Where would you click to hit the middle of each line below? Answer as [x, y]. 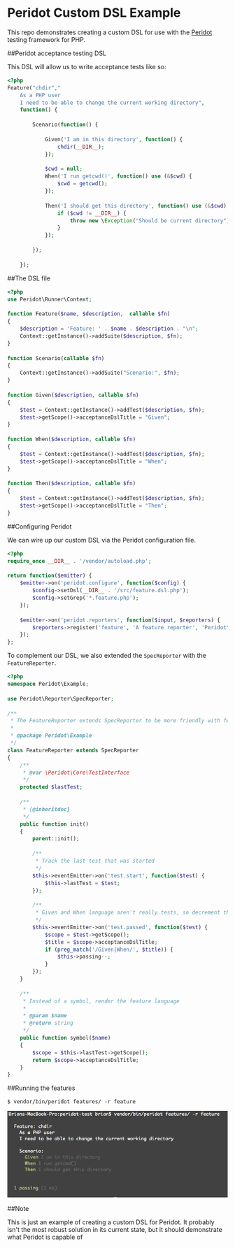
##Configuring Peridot [40, 526]
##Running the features [41, 1088]
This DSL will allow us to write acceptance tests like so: [87, 66]
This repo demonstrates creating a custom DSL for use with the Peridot [110, 32]
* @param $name [45, 1016]
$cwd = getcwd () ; [83, 184]
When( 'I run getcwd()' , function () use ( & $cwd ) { [118, 176]
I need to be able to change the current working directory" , [112, 103]
